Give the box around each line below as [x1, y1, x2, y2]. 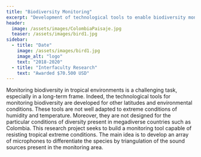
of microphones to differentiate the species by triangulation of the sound [6, 137, 185, 144]
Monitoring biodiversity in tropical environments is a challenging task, [6, 86, 178, 93]
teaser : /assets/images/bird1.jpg [11, 31, 98, 37]
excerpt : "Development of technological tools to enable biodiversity [6, 14, 186, 20]
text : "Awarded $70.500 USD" [17, 70, 90, 76]
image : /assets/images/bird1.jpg [17, 48, 100, 54]
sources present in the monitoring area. [6, 144, 103, 151]
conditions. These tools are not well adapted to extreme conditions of [6, 105, 178, 113]
